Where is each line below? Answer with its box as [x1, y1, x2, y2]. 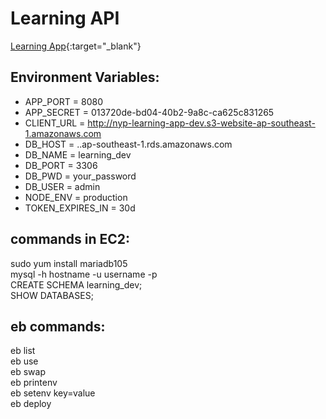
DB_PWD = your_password [24, 170, 137, 182]
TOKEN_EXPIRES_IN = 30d [24, 202, 136, 214]
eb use [10, 355, 39, 367]
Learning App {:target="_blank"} [10, 40, 142, 52]
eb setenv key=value [10, 387, 96, 399]
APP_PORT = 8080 [24, 95, 104, 107]
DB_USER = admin [24, 180, 101, 192]
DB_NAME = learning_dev [24, 148, 132, 161]
